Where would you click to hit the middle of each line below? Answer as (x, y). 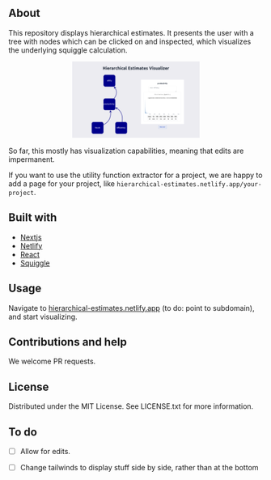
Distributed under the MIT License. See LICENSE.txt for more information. (131, 406)
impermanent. (32, 159)
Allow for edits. (45, 451)
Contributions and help (68, 342)
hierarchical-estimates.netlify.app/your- (189, 184)
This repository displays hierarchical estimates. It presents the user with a (131, 32)
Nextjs (31, 237)
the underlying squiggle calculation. (68, 50)
